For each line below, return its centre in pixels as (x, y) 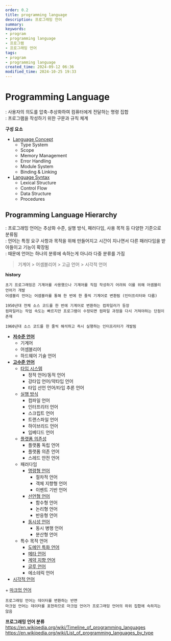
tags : (11, 53)
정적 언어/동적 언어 (46, 375)
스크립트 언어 (41, 413)
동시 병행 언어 (49, 528)
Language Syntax (31, 177)
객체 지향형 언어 (51, 483)
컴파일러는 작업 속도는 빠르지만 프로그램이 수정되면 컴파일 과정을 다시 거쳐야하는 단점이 (85, 311)
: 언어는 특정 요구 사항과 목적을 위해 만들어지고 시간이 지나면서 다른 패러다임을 (83, 241)
